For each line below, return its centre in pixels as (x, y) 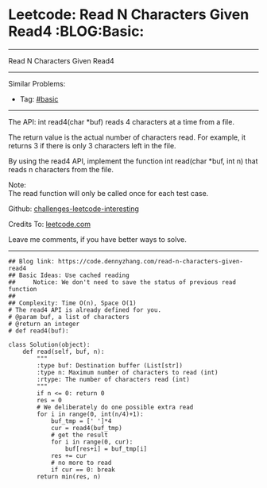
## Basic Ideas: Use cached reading (69, 275)
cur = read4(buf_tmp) (87, 428)
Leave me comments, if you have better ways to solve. (97, 239)
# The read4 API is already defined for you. (85, 310)
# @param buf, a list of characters (69, 317)
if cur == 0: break (83, 470)
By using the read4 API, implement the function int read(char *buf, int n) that (133, 161)
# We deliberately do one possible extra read (115, 407)
